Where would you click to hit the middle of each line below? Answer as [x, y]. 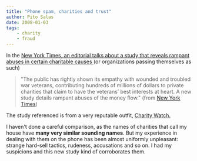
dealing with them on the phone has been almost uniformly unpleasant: [92, 139]
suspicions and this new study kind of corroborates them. [76, 152]
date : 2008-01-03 [27, 22]
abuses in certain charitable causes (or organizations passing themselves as [99, 61]
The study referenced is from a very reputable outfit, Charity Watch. [88, 115]
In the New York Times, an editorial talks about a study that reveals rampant [98, 55]
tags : [13, 28]
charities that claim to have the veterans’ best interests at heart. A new [106, 92]
